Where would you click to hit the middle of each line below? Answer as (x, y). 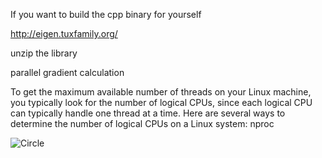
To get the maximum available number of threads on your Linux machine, (161, 92)
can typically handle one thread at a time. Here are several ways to (148, 113)
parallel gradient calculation (67, 72)
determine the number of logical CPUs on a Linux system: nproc (142, 123)
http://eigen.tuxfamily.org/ (64, 33)
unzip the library (44, 53)
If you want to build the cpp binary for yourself (106, 14)
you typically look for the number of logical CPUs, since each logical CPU (161, 102)
